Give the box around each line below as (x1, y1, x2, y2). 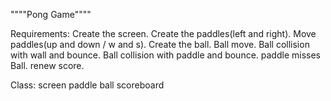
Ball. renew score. (10, 60, 85, 71)
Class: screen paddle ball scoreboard (10, 79, 165, 91)
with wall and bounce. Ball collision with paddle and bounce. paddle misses (10, 49, 321, 61)
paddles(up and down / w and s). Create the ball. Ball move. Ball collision (10, 39, 310, 50)
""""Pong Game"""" (10, 9, 92, 20)
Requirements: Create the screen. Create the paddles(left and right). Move (10, 28, 317, 39)
